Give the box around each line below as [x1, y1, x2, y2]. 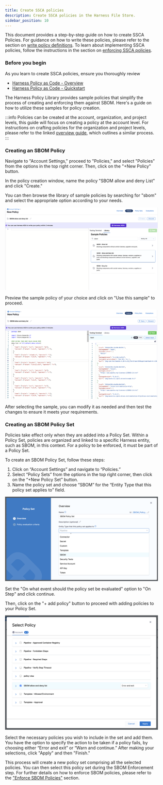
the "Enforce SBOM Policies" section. [5, 775, 80, 781]
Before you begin [5, 60, 47, 67]
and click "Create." [5, 183, 43, 189]
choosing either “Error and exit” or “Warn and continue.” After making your [5, 745, 154, 751]
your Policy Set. [5, 605, 36, 611]
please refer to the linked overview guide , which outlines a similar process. [5, 130, 154, 135]
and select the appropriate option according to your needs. [5, 197, 123, 203]
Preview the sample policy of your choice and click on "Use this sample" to [5, 295, 155, 301]
